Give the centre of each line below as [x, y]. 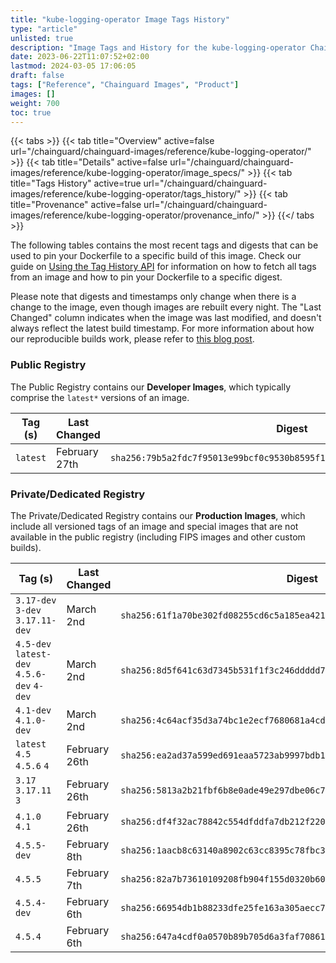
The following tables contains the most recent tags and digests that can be [164, 245]
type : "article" [44, 29]
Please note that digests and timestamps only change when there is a [153, 297]
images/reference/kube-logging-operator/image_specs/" [127, 173]
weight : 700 [35, 103]
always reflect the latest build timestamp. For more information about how [162, 328]
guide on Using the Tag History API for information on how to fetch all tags [163, 267]
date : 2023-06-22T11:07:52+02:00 [80, 57]
